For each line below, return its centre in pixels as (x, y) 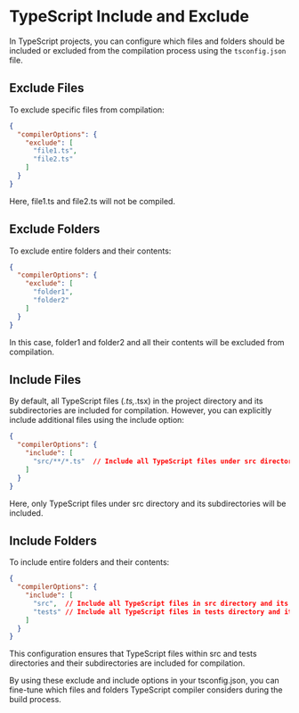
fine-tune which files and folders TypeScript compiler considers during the (146, 690)
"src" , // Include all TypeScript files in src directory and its (161, 603)
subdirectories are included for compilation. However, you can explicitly (141, 410)
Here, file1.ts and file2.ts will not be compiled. (93, 201)
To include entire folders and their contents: (89, 562)
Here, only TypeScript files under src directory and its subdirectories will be (148, 503)
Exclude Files (47, 88)
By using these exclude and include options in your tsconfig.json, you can (145, 681)
